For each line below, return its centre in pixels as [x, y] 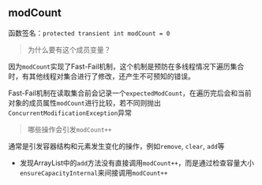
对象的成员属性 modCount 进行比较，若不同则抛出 [85, 102]
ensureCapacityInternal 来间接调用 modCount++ [94, 172]
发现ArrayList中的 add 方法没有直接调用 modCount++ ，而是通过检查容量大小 [137, 163]
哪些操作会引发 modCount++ [69, 129]
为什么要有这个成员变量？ [69, 50]
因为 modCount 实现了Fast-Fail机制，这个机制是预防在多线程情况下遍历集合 [126, 66]
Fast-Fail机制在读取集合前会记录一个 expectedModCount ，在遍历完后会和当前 [130, 93]
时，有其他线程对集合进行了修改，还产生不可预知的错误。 [101, 76]
